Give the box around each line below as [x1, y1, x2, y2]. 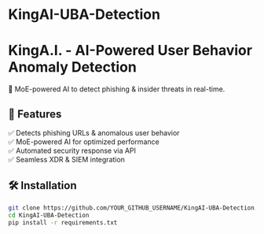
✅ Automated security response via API [8, 146, 136, 155]
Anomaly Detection [8, 58, 137, 76]
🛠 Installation [8, 179, 77, 192]
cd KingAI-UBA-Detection [8, 211, 90, 219]
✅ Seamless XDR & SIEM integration [8, 154, 126, 164]
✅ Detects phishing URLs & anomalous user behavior [8, 128, 180, 137]
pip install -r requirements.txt [8, 218, 118, 226]
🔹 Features [8, 107, 62, 121]
